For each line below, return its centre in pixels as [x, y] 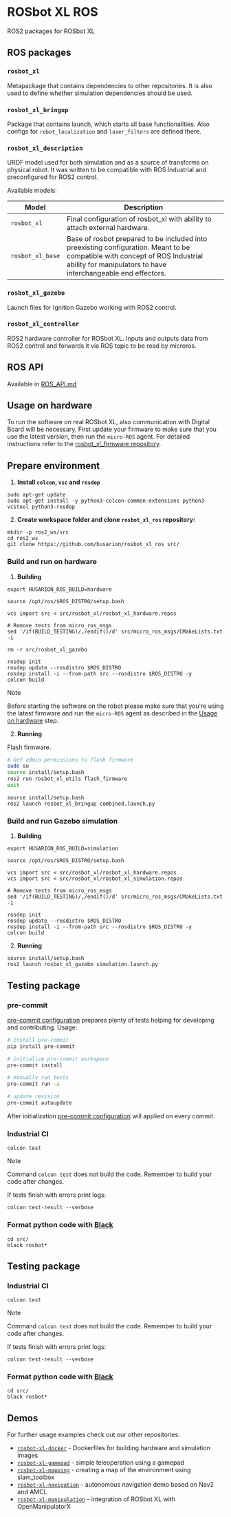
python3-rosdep [54, 507]
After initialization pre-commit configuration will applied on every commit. [111, 1116]
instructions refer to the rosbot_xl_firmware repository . [84, 444]
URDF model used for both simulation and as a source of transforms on [108, 163]
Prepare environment [54, 465]
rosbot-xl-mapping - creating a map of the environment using [104, 1470]
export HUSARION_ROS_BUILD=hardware [59, 589]
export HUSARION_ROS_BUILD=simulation [63, 849]
